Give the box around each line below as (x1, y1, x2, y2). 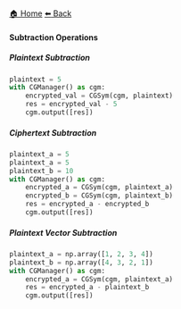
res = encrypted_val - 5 (25, 100, 118, 109)
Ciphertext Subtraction (9, 127, 97, 138)
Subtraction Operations (9, 31, 98, 43)
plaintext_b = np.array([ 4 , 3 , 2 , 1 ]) (9, 258, 153, 267)
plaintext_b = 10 (9, 166, 74, 175)
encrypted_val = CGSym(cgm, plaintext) (25, 91, 174, 101)
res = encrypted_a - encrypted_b (25, 200, 150, 209)
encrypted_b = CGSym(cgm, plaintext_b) (25, 191, 174, 200)
